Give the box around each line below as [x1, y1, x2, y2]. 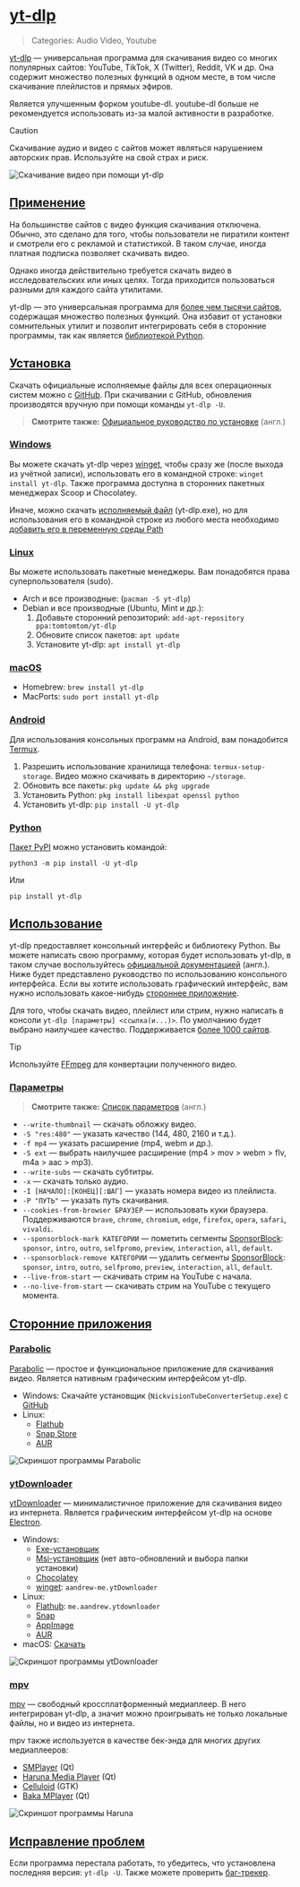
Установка [9, 356, 72, 372]
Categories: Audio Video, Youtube [30, 35, 157, 46]
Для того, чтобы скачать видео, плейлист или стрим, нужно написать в [9, 1005, 284, 1016]
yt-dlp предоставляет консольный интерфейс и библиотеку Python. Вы [9, 939, 280, 950]
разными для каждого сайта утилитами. [9, 284, 164, 295]
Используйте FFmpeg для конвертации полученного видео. [9, 1059, 237, 1069]
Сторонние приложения [9, 1316, 152, 1331]
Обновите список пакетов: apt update [35, 630, 180, 640]
